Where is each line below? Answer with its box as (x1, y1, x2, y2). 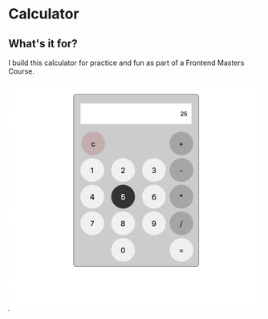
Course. (8, 67, 35, 76)
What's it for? (8, 37, 78, 50)
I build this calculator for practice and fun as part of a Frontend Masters (8, 58, 245, 67)
